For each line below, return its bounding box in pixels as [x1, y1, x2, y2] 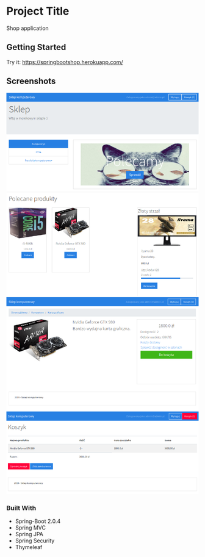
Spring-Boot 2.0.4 [15, 517, 61, 525]
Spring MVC [15, 523, 46, 531]
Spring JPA [15, 530, 44, 537]
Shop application [6, 24, 49, 32]
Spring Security [15, 537, 55, 544]
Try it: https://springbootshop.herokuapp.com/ [6, 58, 123, 65]
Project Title [6, 4, 70, 18]
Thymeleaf [15, 543, 43, 550]
